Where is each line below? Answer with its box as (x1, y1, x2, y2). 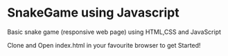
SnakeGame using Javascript (7, 5, 179, 21)
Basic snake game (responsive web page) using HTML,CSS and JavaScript (7, 28, 222, 36)
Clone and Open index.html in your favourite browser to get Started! (7, 41, 201, 49)
